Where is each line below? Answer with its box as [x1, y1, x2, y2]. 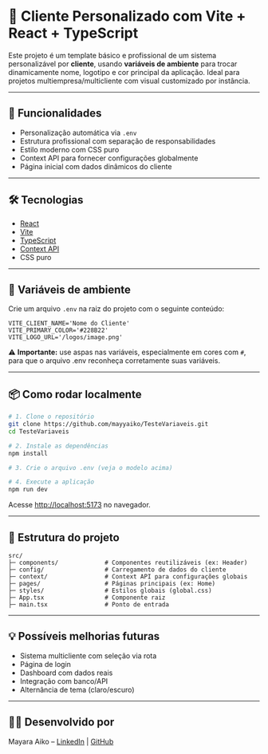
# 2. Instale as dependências [8, 442, 109, 450]
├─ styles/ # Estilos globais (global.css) [8, 586, 213, 594]
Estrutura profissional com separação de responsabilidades [19, 136, 216, 146]
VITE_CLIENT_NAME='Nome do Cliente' [8, 319, 130, 328]
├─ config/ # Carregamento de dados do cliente [8, 566, 227, 574]
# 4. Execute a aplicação [8, 478, 94, 486]
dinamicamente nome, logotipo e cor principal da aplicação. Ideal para [8, 67, 240, 77]
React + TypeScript [8, 24, 139, 42]
